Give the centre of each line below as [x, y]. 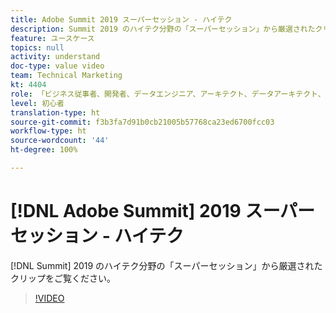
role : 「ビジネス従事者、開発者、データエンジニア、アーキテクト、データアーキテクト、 [168, 94]
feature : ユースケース [52, 38]
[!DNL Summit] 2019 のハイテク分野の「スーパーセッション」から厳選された [166, 265]
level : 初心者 [37, 103]
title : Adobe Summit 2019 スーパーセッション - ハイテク [121, 19]
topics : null [37, 47]
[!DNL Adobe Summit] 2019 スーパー [163, 211]
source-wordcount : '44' [60, 141]
